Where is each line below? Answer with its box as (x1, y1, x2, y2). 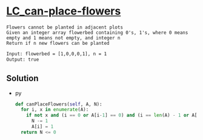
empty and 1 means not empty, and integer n (6, 35, 121, 41)
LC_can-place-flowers (6, 4, 121, 18)
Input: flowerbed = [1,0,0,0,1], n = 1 (6, 50, 107, 57)
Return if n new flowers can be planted (6, 40, 110, 46)
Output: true (6, 56, 39, 62)
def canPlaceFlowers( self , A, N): (15, 101, 102, 107)
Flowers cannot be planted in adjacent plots (6, 24, 123, 30)
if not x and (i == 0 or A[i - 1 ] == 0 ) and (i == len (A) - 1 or (26, 112, 190, 119)
